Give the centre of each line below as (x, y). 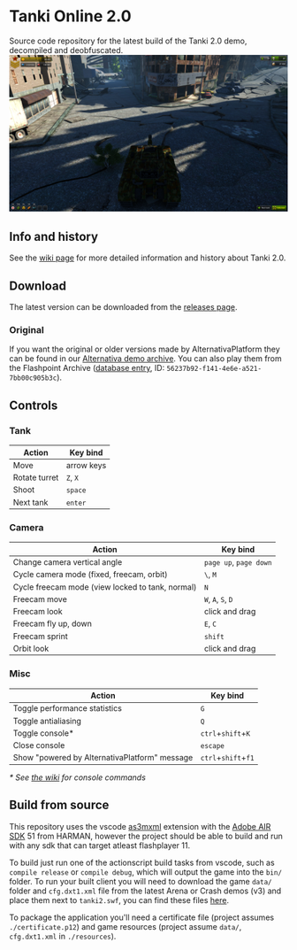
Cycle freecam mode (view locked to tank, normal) (105, 587)
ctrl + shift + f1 (227, 758)
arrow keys (86, 465)
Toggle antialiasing (47, 721)
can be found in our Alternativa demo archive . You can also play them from (146, 359)
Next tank (30, 502)
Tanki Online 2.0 (70, 16)
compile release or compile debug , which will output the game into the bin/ (146, 872)
